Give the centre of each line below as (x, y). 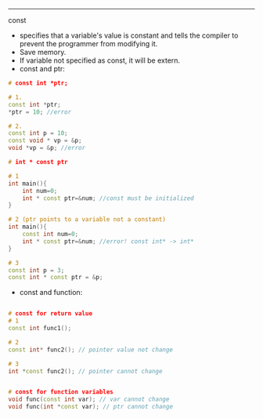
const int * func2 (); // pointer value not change (91, 350)
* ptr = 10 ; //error (40, 112)
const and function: (51, 293)
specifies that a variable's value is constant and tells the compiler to (129, 35)
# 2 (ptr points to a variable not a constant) (87, 220)
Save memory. (43, 52)
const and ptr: (42, 69)
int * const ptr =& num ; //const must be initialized (108, 198)
